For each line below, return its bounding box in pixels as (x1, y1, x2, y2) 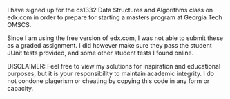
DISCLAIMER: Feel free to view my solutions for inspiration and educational (7, 62, 221, 70)
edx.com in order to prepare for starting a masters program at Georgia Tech (7, 13, 222, 21)
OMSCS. (7, 21, 32, 28)
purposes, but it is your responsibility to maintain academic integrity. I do (7, 69, 214, 78)
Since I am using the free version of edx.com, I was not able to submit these (7, 34, 223, 42)
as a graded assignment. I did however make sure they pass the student (7, 42, 212, 49)
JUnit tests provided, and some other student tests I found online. (7, 48, 194, 57)
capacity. (7, 84, 34, 92)
